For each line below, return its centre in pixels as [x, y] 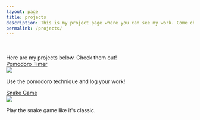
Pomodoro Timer [27, 64]
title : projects [26, 17]
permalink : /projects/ [34, 28]
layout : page [22, 12]
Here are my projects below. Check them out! [62, 58]
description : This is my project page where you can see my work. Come [97, 23]
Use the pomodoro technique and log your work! [66, 81]
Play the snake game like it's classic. [51, 110]
